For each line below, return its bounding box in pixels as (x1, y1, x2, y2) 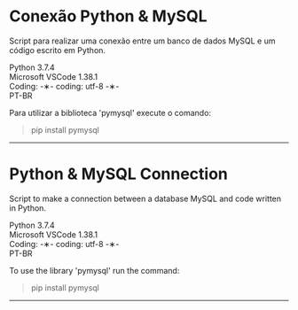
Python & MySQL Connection (9, 164, 229, 184)
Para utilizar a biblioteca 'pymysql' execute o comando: (9, 107, 211, 118)
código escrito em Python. (9, 44, 106, 55)
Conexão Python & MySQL (9, 6, 208, 27)
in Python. (9, 202, 47, 213)
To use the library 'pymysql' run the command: (9, 265, 180, 275)
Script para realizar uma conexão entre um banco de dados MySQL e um (9, 35, 276, 46)
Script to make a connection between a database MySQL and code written (9, 193, 282, 204)
